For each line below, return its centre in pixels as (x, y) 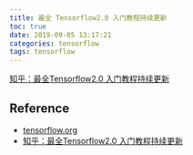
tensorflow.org (50, 129)
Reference (40, 108)
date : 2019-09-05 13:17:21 (61, 35)
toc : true (28, 26)
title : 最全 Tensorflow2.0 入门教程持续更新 (88, 18)
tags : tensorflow (42, 52)
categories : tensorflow (55, 43)
